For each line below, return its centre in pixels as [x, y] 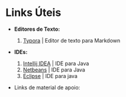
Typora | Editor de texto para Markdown [72, 40]
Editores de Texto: [37, 29]
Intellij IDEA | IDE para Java [56, 63]
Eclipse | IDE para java [50, 76]
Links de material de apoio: [47, 87]
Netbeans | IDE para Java [54, 69]
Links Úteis [33, 13]
